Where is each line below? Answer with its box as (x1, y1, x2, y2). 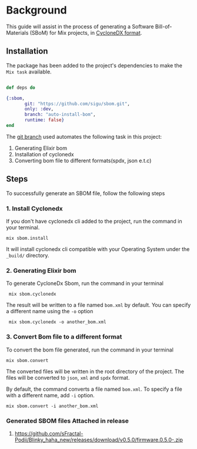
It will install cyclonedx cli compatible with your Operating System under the (6, 245, 190, 253)
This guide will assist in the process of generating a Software (6, 23, 154, 30)
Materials (6, 29, 29, 36)
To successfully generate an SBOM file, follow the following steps (6, 189, 165, 197)
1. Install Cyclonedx (6, 204, 63, 212)
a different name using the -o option (6, 308, 94, 315)
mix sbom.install (6, 235, 49, 241)
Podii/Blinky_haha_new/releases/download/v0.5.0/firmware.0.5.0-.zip (14, 436, 183, 443)
